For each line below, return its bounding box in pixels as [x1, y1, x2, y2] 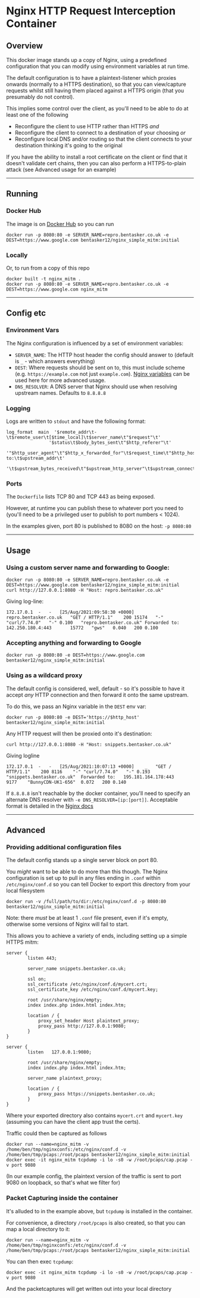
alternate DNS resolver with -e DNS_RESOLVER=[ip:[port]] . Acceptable [6, 796, 179, 803]
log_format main [6, 429, 49, 435]
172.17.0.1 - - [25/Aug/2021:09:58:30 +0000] [6, 609, 135, 615]
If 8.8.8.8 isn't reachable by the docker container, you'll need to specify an [6, 789, 190, 797]
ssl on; [27, 976, 46, 982]
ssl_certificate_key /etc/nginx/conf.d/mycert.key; [27, 987, 159, 993]
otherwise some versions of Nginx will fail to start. [6, 920, 129, 928]
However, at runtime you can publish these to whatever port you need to [6, 505, 183, 512]
